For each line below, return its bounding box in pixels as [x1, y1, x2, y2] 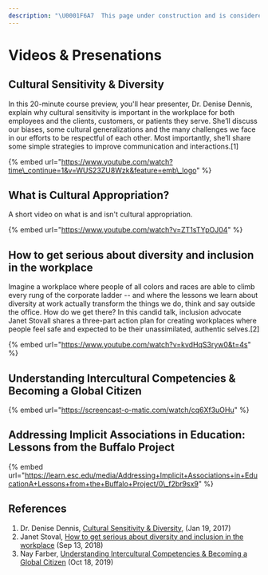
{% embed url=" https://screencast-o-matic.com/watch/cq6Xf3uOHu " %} [8, 405, 250, 415]
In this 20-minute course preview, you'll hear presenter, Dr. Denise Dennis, [8, 99, 253, 109]
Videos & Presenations [8, 46, 162, 64]
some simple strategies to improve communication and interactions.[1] [8, 141, 239, 151]
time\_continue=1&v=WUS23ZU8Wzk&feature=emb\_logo [8, 165, 197, 175]
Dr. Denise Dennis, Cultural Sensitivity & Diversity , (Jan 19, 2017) [19, 523, 231, 533]
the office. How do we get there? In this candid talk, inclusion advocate [8, 307, 242, 317]
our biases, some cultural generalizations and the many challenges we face [8, 125, 256, 134]
